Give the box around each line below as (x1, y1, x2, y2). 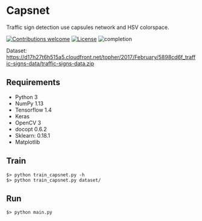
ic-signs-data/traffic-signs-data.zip (6, 60, 95, 67)
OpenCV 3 (14, 119, 41, 126)
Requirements (6, 77, 60, 88)
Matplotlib (14, 138, 40, 146)
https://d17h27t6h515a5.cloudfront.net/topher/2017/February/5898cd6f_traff (6, 53, 196, 60)
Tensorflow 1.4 (14, 106, 52, 114)
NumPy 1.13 (14, 100, 44, 107)
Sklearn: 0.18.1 (14, 132, 50, 139)
